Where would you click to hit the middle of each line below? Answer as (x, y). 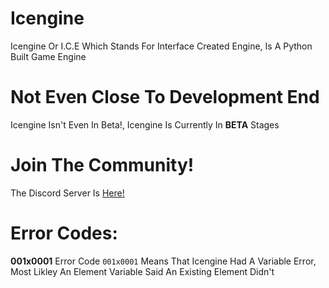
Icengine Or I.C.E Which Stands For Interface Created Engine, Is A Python (161, 46)
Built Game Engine (48, 56)
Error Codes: (64, 233)
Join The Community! (102, 165)
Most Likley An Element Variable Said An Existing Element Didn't (142, 271)
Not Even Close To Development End (165, 97)
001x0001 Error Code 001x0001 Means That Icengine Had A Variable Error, (163, 261)
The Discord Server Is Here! (67, 193)
